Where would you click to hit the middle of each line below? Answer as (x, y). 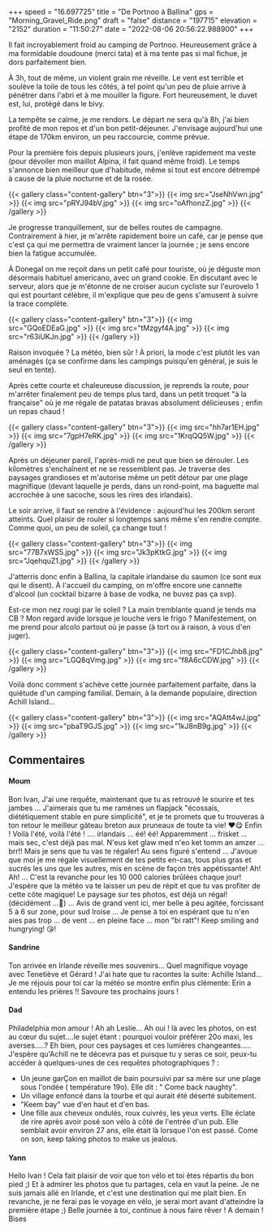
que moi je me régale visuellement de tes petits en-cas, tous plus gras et (130, 859)
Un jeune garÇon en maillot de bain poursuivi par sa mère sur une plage (140, 1078)
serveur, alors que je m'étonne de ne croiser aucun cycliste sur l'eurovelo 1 (134, 286)
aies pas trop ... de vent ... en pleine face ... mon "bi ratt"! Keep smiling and (134, 920)
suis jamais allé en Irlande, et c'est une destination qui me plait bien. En (127, 1193)
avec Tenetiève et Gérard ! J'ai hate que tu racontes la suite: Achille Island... (135, 974)
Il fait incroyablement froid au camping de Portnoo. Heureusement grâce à (133, 45)
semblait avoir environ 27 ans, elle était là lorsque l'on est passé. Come (139, 1130)
